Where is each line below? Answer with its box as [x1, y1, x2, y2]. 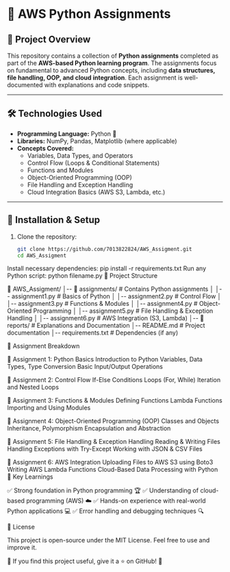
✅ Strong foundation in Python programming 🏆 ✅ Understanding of [7, 486, 199, 494]
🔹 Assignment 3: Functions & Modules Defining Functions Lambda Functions [7, 396, 222, 405]
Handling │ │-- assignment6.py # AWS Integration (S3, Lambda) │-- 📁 [7, 314, 205, 322]
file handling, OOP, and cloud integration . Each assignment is [7, 73, 183, 82]
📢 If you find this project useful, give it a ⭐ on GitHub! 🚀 [7, 557, 163, 565]
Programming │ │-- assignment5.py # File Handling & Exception [33, 307, 214, 315]
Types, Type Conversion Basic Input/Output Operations [7, 363, 163, 371]
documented [7, 81, 43, 88]
